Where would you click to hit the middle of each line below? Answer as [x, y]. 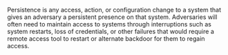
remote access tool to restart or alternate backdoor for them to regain [106, 39]
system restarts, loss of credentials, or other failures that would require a [111, 31]
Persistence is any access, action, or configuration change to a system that [114, 10]
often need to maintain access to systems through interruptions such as [110, 24]
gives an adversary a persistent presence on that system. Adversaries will [112, 17]
